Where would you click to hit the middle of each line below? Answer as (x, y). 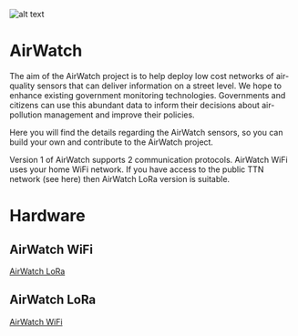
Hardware (47, 216)
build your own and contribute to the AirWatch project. (112, 142)
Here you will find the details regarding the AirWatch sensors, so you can (146, 132)
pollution (26, 115)
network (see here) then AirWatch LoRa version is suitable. (120, 178)
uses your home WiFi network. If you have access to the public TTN (137, 169)
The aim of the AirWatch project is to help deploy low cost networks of (142, 76)
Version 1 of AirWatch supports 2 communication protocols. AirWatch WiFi (149, 159)
